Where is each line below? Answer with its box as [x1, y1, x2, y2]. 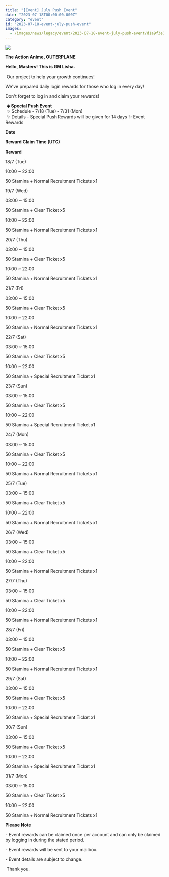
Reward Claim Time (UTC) [5, 139, 60, 145]
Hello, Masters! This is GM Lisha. [5, 64, 75, 69]
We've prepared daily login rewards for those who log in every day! [5, 84, 144, 89]
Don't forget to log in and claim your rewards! [5, 93, 99, 99]
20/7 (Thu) [5, 237, 28, 242]
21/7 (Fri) [5, 285, 24, 291]
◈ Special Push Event [6, 103, 52, 109]
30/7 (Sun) [5, 724, 28, 730]
